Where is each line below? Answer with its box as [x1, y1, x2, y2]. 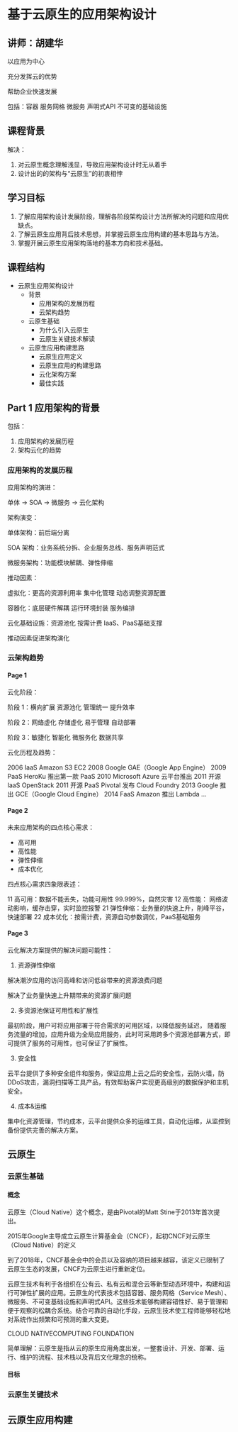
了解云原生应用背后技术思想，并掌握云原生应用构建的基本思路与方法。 [17, 230, 223, 238]
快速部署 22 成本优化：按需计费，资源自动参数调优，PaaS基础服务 [7, 912, 201, 921]
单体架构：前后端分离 [7, 528, 69, 536]
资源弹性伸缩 [17, 961, 55, 970]
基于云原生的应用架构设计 [7, 6, 157, 23]
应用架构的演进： [7, 483, 57, 492]
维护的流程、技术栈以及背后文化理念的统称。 [19, 1353, 150, 1361]
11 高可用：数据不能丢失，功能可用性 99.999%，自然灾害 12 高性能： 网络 [7, 894, 222, 903]
